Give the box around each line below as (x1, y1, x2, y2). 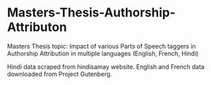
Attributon (7, 19, 67, 35)
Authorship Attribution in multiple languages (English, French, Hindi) (7, 49, 199, 58)
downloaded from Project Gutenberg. (7, 70, 112, 78)
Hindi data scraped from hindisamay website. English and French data (7, 62, 205, 71)
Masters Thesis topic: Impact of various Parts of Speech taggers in (7, 42, 197, 50)
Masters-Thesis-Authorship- (7, 5, 176, 21)
